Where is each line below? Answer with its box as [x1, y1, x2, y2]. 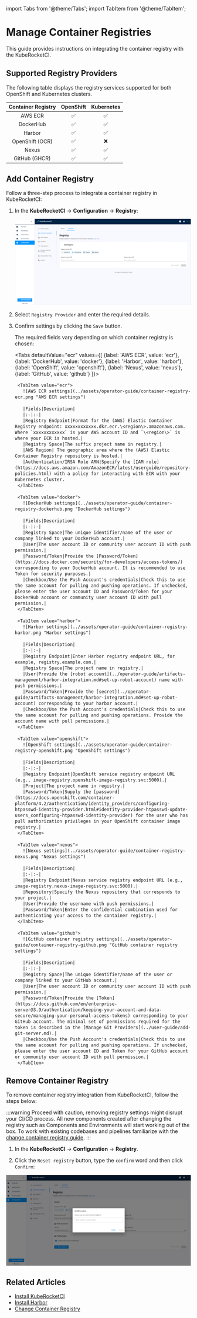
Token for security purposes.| [14, 571, 91, 577]
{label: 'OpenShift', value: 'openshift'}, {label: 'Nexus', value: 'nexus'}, [14, 364, 183, 371]
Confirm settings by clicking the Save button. [14, 322, 123, 329]
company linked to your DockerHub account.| [14, 536, 125, 541]
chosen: [14, 340, 35, 347]
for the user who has [135, 812, 189, 818]
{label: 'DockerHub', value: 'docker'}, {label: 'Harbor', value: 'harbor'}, [14, 358, 184, 365]
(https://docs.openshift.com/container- [14, 795, 115, 801]
